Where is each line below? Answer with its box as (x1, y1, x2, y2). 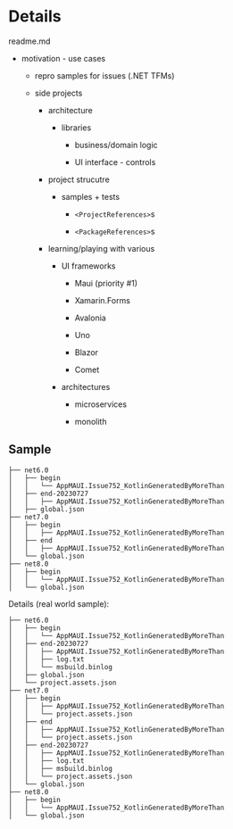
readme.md (8, 36, 51, 46)
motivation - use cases (21, 53, 106, 63)
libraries (61, 122, 92, 133)
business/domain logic (74, 139, 158, 150)
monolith (74, 416, 107, 427)
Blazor (74, 346, 99, 358)
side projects (34, 87, 83, 98)
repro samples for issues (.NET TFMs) (34, 70, 175, 81)
